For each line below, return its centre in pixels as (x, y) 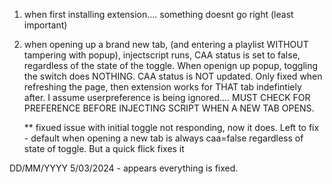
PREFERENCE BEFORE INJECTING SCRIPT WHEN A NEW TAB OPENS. (169, 108)
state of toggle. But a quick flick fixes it (104, 148)
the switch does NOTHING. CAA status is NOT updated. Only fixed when (173, 76)
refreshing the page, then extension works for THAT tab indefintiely (162, 87)
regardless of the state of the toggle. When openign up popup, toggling (171, 65)
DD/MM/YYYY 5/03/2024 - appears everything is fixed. (124, 168)
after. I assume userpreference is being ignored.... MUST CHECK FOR (167, 97)
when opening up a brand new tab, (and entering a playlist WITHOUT (166, 44)
